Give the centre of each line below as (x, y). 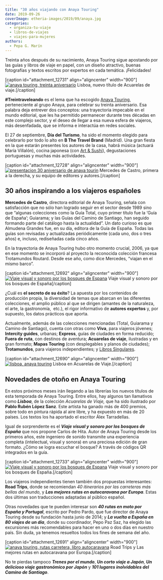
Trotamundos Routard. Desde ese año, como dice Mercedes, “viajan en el (79, 259)
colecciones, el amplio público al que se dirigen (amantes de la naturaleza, (80, 304)
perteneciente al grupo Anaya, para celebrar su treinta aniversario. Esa (76, 104)
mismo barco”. (19, 264)
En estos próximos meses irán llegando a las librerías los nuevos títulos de (80, 391)
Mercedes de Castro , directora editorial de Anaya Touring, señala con (75, 203)
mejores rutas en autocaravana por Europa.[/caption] (58, 553)
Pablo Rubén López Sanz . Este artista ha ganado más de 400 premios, (76, 407)
